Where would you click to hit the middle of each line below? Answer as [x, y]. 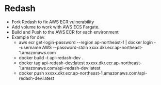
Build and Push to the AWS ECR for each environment [65, 32]
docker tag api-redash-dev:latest [52, 63]
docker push [31, 73]
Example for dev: [28, 37]
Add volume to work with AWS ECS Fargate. [56, 27]
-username [30, 47]
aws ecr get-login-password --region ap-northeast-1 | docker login [86, 42]
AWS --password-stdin [65, 47]
